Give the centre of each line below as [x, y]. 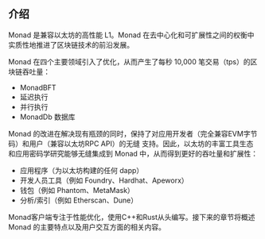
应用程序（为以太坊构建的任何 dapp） [82, 170]
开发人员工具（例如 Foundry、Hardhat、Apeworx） [104, 180]
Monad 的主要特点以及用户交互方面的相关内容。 [87, 227]
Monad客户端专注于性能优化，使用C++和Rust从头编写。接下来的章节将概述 [132, 217]
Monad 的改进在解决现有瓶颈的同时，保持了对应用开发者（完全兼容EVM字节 [133, 133]
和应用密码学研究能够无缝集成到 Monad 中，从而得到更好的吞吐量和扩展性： [133, 153]
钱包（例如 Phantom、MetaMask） [77, 190]
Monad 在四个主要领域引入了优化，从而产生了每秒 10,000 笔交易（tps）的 [129, 61]
